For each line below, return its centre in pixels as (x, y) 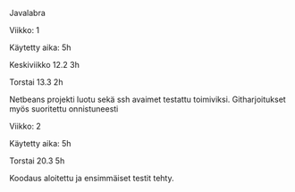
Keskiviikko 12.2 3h (45, 65)
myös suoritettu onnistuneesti (64, 109)
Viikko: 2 (25, 126)
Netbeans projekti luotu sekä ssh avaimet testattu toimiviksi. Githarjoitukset (147, 99)
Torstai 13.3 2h (36, 82)
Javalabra (28, 13)
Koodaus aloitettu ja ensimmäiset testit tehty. (92, 178)
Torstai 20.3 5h (37, 161)
